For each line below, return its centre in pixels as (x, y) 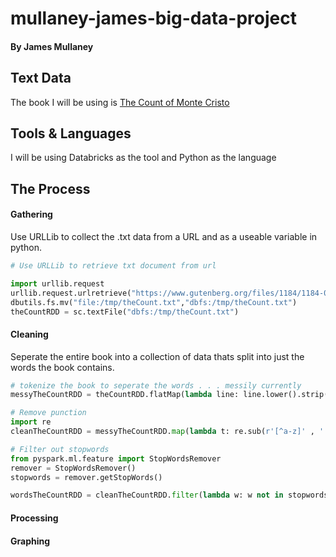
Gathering (31, 214)
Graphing (30, 541)
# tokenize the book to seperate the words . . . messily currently (156, 385)
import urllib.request (57, 283)
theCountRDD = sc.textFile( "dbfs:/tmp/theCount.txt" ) (125, 312)
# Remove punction (48, 413)
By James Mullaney (52, 46)
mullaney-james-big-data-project (153, 18)
